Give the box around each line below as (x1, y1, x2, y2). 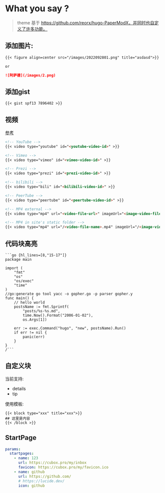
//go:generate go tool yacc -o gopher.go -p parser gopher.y (5, 291, 133, 296)
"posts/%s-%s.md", (23, 308, 60, 313)
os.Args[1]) (23, 317, 48, 322)
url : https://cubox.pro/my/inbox (18, 460, 87, 466)
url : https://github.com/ (18, 474, 71, 479)
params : (5, 446, 21, 452)
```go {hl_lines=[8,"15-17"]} (5, 252, 67, 258)
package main (5, 257, 32, 262)
